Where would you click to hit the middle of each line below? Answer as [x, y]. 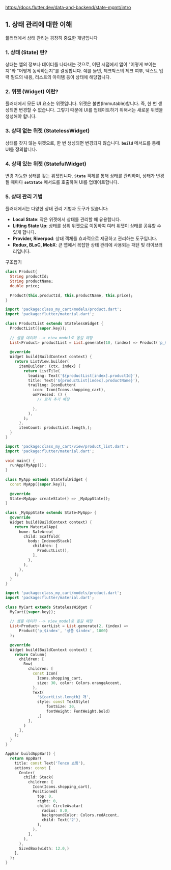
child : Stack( [38, 777]
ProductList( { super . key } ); [38, 328]
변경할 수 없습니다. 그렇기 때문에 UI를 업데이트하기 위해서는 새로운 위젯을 [91, 110]
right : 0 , [48, 801]
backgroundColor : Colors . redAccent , [80, 815]
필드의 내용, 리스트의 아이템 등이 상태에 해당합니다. [61, 77]
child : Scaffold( [42, 536]
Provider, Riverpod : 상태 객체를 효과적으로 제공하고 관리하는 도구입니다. [85, 238]
